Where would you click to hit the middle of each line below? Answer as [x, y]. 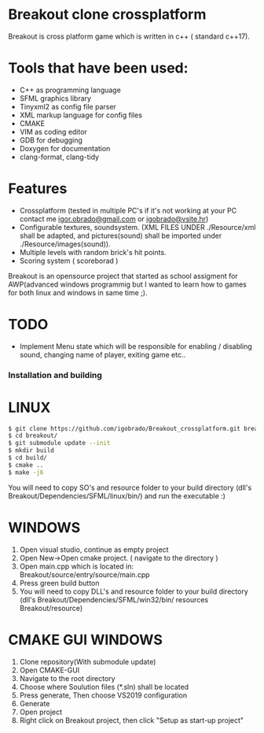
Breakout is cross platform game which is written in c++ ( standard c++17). [129, 36]
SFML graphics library [55, 98]
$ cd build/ [27, 458]
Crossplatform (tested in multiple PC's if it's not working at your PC [128, 210]
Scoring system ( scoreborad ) [69, 261]
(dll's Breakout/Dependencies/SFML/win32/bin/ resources [114, 599]
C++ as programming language [70, 90]
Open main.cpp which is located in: [76, 566]
